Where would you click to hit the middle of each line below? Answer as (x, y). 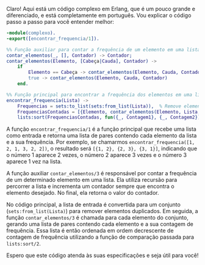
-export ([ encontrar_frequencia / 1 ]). (53, 38)
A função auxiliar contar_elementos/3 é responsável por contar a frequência (102, 173)
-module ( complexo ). (31, 33)
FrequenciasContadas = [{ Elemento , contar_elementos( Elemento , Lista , (109, 112)
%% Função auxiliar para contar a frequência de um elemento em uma (95, 49)
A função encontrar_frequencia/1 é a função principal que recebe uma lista (101, 129)
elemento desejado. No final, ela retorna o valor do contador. (83, 193)
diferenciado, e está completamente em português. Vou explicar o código (99, 15)
